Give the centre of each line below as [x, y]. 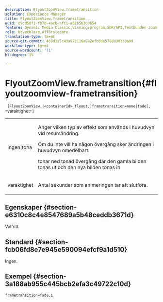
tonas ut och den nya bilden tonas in [79, 167]
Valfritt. [12, 227]
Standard [19, 242]
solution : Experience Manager [36, 14]
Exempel [18, 276]
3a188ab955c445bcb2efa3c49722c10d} [68, 284]
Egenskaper [24, 207]
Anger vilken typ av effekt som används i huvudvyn [96, 127]
